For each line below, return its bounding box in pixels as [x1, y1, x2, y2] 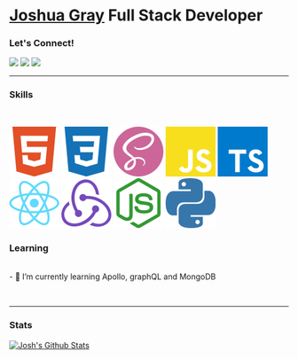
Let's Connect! [9, 37, 74, 50]
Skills [9, 89, 34, 101]
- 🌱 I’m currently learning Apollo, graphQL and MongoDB [9, 271, 216, 282]
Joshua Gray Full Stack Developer [9, 5, 263, 26]
